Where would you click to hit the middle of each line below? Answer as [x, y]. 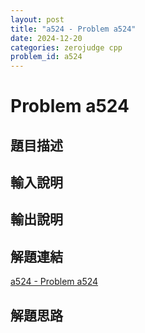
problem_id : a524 [46, 57]
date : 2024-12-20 [46, 38]
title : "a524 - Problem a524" [73, 29]
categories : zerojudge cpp [66, 47]
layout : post [37, 19]
